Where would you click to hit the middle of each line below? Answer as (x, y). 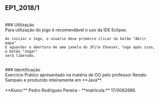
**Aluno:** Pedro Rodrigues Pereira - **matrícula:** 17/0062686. (71, 90)
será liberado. (20, 56)
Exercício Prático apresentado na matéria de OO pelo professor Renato (76, 75)
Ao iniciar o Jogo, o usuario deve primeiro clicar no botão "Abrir (76, 39)
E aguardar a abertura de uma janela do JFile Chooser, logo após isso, (80, 47)
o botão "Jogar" (21, 51)
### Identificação (23, 70)
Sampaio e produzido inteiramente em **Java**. (54, 80)
